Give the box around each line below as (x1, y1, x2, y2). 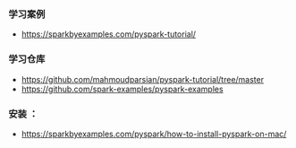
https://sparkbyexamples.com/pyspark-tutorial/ (21, 29, 197, 39)
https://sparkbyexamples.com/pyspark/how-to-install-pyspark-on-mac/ (21, 128, 287, 139)
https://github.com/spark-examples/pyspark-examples (21, 83, 224, 94)
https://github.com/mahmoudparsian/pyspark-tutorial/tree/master (21, 74, 265, 84)
